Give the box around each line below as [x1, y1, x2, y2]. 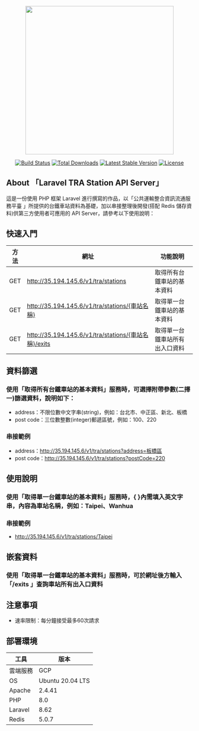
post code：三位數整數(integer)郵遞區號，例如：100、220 [14, 416, 157, 423]
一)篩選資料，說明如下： [6, 394, 76, 402]
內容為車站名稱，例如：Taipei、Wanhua [18, 502, 133, 510]
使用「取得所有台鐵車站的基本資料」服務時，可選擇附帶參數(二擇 [6, 385, 191, 393]
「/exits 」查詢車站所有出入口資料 [6, 580, 104, 588]
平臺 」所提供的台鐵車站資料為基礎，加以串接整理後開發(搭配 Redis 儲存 [11, 202, 187, 209]
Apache [9, 686, 31, 695]
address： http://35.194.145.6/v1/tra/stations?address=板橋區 [14, 447, 162, 454]
